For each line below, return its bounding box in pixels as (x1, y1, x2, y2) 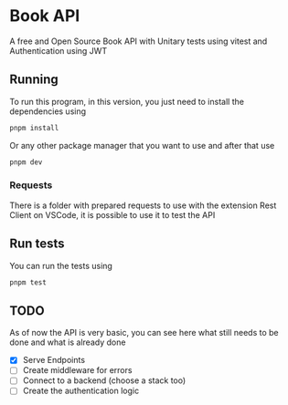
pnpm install (9, 123, 59, 132)
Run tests (9, 236, 65, 252)
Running (9, 72, 59, 88)
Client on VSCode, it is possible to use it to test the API (9, 209, 216, 220)
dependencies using (9, 106, 87, 117)
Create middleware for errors (22, 365, 133, 376)
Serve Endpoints (22, 355, 85, 366)
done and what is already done (9, 337, 126, 348)
